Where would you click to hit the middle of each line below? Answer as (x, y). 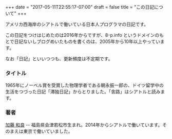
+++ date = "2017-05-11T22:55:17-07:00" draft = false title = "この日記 (80, 7)
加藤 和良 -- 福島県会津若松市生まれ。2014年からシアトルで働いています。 (84, 125)
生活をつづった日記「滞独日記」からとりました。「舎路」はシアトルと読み (83, 92)
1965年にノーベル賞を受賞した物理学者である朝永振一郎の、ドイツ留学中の (85, 85)
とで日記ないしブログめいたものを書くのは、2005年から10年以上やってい (83, 41)
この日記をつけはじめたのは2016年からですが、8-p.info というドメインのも (85, 35)
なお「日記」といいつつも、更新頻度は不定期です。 (59, 59)
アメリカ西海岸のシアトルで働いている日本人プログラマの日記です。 (77, 24)
